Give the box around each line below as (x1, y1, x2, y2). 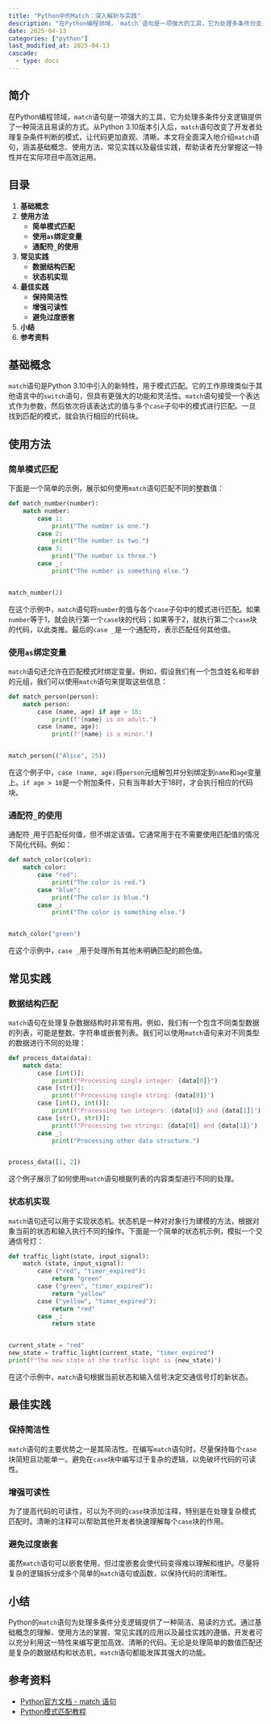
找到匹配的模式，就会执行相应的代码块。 (8, 411, 143, 421)
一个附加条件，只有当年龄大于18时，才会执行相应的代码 (69, 778, 254, 787)
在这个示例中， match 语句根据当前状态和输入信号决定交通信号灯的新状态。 (8, 1372, 252, 1382)
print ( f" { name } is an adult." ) (51, 715, 157, 724)
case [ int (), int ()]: (37, 1099, 110, 1107)
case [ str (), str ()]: (37, 1114, 110, 1122)
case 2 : (37, 530, 63, 538)
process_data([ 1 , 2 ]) (8, 1158, 81, 1167)
